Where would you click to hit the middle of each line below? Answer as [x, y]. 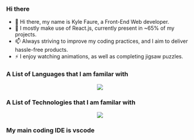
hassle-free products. [41, 50]
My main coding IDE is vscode [51, 130]
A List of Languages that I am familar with [67, 74]
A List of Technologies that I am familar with [71, 102]
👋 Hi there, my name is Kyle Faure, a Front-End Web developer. [92, 22]
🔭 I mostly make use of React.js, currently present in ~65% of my [94, 28]
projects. [26, 35]
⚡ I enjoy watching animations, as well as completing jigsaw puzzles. [99, 57]
